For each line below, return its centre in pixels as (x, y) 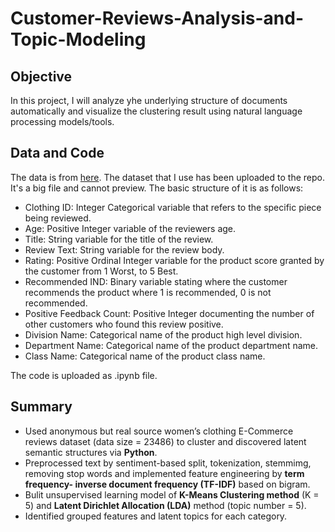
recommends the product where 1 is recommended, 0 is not (148, 292)
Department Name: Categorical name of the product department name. (171, 345)
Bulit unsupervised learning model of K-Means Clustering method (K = (172, 494)
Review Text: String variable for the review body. (124, 249)
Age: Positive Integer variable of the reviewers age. (130, 228)
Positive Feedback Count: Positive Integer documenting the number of (169, 313)
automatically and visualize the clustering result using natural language (156, 111)
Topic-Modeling (78, 39)
